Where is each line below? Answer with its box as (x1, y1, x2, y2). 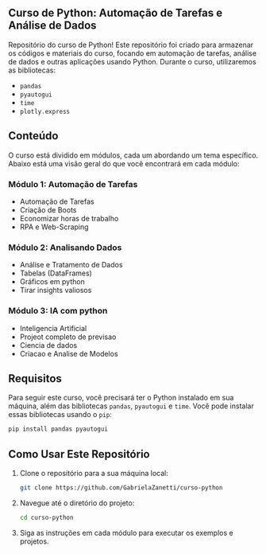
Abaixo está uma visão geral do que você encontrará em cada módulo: (8, 158, 240, 168)
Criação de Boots (19, 205, 77, 214)
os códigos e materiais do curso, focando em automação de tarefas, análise (8, 48, 256, 58)
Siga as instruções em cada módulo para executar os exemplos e (19, 528, 233, 537)
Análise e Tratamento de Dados (19, 260, 123, 270)
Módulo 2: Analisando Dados (8, 242, 122, 253)
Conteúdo (8, 129, 59, 142)
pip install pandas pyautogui (8, 425, 109, 433)
